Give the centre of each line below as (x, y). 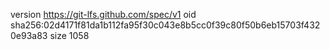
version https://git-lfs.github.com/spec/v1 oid (103, 14)
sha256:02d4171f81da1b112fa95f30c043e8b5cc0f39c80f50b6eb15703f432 (165, 25)
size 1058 (69, 35)
